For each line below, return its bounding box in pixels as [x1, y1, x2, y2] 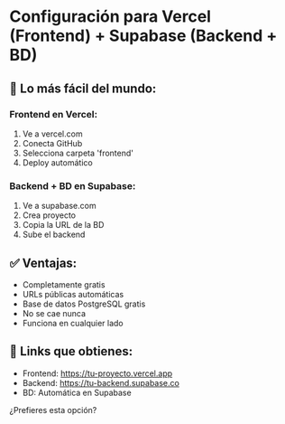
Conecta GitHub [22, 137, 83, 148]
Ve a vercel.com [22, 128, 83, 139]
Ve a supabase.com [22, 201, 97, 212]
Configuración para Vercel [9, 6, 212, 27]
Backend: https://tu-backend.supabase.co [22, 377, 180, 388]
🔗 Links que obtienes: [9, 344, 133, 359]
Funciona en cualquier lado [22, 317, 124, 328]
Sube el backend [22, 229, 86, 240]
